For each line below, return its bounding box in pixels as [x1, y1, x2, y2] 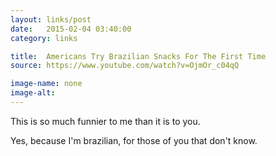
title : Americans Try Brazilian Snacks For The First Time [10, 51, 267, 61]
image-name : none [10, 79, 83, 89]
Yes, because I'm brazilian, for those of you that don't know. [10, 134, 258, 146]
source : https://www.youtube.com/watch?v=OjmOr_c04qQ [10, 61, 240, 71]
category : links [10, 33, 78, 43]
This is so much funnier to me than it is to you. [10, 115, 201, 127]
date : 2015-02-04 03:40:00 [10, 24, 132, 34]
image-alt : [10, 88, 56, 98]
